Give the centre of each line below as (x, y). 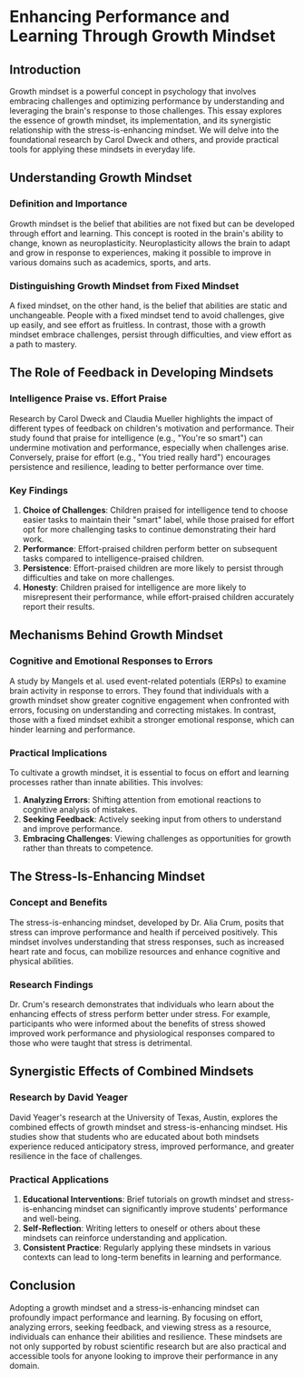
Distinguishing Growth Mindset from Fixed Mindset (124, 285)
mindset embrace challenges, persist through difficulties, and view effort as (151, 335)
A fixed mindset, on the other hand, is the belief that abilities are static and (148, 305)
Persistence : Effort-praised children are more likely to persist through (153, 568)
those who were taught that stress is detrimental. (101, 1043)
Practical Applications (59, 1179)
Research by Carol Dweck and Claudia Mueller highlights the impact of (142, 418)
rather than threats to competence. (88, 848)
